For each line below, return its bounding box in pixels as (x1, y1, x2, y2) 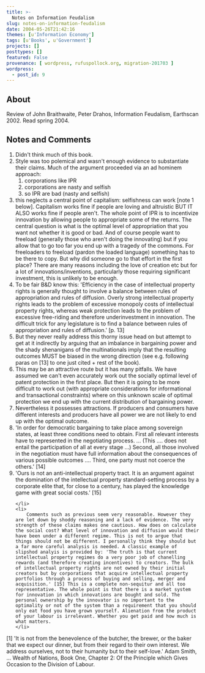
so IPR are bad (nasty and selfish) (24, 190, 110, 197)
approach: (15, 170, 42, 177)
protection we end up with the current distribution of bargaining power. (15, 398, 195, 405)
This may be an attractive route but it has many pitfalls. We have (15, 365, 177, 373)
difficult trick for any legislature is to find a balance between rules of (15, 319, 188, 327)
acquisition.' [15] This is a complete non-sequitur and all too (15, 581, 185, 587)
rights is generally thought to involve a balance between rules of (15, 287, 177, 294)
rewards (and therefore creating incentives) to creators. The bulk (15, 559, 194, 566)
